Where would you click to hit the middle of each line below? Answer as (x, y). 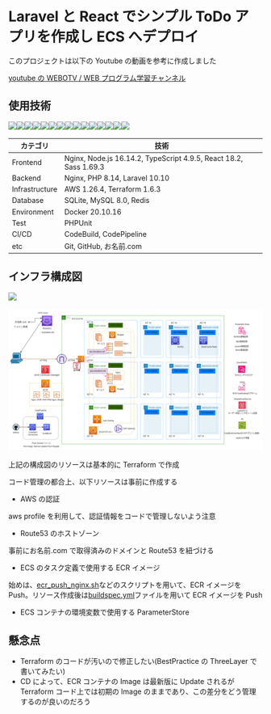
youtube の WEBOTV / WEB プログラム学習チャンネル (97, 78)
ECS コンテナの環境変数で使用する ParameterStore (104, 612)
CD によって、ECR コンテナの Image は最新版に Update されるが (127, 681)
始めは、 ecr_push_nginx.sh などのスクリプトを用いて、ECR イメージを (125, 585)
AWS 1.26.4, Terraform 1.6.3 (113, 189)
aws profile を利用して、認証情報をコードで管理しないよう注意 (112, 516)
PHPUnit (78, 222)
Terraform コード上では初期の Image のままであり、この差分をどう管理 (138, 691)
